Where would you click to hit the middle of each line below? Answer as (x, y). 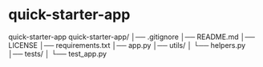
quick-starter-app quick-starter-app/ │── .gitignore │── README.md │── (131, 37)
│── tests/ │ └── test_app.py (57, 53)
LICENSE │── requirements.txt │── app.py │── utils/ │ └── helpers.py (127, 45)
